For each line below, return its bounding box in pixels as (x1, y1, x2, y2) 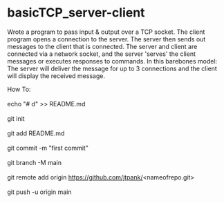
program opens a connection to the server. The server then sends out (7, 35, 206, 43)
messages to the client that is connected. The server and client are (7, 42, 198, 50)
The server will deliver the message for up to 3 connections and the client (7, 64, 218, 72)
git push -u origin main (7, 188, 72, 196)
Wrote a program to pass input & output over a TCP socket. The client (7, 28, 205, 36)
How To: (7, 85, 31, 93)
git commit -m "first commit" (7, 144, 88, 152)
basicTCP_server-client (7, 5, 145, 21)
